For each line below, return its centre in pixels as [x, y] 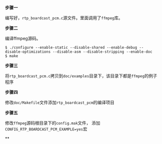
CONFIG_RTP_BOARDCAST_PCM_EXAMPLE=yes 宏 [46, 129]
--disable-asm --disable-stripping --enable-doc [102, 52]
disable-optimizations [28, 52]
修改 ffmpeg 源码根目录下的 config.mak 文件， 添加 [53, 123]
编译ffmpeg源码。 [23, 38]
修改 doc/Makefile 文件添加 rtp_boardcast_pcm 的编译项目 [60, 102]
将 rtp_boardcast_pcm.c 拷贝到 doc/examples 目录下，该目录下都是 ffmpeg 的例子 [81, 76]
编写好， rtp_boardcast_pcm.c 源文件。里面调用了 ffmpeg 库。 [64, 18]
